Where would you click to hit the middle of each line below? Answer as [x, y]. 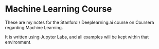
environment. [18, 42]
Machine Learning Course [59, 9]
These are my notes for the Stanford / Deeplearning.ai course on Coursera [79, 22]
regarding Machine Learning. [34, 27]
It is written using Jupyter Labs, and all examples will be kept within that [77, 37]
